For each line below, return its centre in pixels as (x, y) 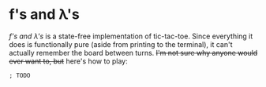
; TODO (20, 75)
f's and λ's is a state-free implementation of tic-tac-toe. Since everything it (131, 36)
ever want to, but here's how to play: (69, 61)
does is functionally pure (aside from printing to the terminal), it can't (121, 44)
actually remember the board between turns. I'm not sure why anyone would (133, 53)
